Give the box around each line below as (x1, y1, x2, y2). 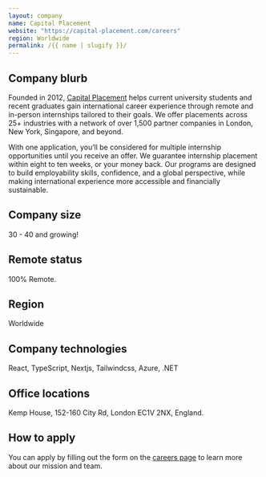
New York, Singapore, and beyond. (8, 126, 124, 137)
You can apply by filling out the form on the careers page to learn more (8, 452, 243, 462)
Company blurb (8, 71, 88, 85)
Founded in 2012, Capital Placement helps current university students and (8, 92, 252, 102)
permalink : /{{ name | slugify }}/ (8, 42, 127, 50)
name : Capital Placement (8, 19, 91, 27)
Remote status (8, 253, 83, 267)
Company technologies (8, 342, 127, 356)
